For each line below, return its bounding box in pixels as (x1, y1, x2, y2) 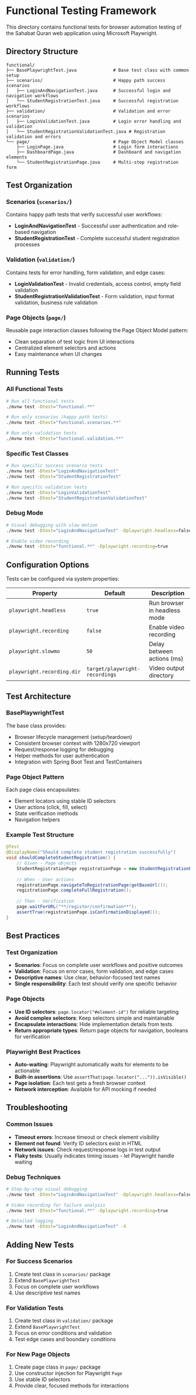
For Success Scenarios (6, 1257, 73, 1265)
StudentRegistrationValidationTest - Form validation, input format (14, 292, 175, 299)
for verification (14, 1033, 50, 1040)
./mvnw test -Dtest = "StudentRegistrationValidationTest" (6, 495, 148, 501)
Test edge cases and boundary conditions (14, 1336, 116, 1343)
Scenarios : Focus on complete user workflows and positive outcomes (14, 962, 183, 969)
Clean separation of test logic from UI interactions (14, 338, 135, 346)
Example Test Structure (6, 831, 74, 839)
